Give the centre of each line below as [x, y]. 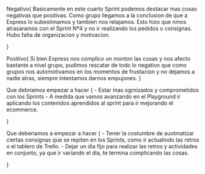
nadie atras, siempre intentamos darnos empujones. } [74, 78]
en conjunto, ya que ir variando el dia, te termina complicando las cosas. [98, 153]
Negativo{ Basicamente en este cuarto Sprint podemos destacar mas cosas [102, 9]
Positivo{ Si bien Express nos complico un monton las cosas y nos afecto [99, 59]
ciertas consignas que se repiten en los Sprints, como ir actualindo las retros [103, 140]
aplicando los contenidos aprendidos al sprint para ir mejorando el [90, 103]
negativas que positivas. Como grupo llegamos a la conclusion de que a [97, 15]
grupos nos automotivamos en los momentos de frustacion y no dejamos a [101, 72]
